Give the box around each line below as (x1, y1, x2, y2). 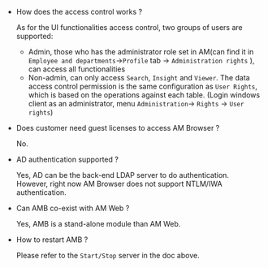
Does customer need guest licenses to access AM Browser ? (15, 123, 220, 132)
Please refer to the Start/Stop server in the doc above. (15, 251, 201, 260)
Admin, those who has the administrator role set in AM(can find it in (28, 47, 254, 56)
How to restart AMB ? (15, 235, 89, 244)
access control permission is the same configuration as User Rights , (28, 81, 258, 91)
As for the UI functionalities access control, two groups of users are (15, 23, 243, 32)
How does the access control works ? (15, 7, 143, 16)
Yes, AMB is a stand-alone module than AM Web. (15, 219, 181, 228)
